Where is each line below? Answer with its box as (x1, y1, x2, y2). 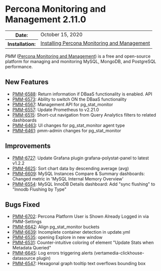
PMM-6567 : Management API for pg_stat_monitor (12, 101, 113, 107)
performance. (5, 63, 33, 69)
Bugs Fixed (5, 200, 40, 209)
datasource (12, 255, 36, 261)
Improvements (5, 142, 51, 151)
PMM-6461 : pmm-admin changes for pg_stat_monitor (12, 127, 122, 133)
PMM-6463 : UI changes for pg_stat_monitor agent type (12, 122, 125, 128)
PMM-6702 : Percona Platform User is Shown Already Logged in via (12, 213, 149, 219)
